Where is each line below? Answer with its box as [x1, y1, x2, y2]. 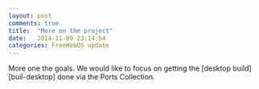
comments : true [8, 19, 60, 27]
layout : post [8, 11, 52, 20]
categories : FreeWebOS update [8, 42, 110, 50]
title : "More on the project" [8, 26, 113, 34]
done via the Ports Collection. [57, 72, 155, 82]
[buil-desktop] [8, 72, 56, 82]
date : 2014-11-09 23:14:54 [8, 34, 106, 42]
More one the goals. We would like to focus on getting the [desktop [8, 63, 232, 73]
